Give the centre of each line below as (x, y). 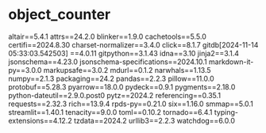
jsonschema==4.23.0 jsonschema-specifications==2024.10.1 (108, 62)
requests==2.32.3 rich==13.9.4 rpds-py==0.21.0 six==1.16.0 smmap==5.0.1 (131, 104)
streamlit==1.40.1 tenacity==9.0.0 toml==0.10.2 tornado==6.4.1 (110, 112)
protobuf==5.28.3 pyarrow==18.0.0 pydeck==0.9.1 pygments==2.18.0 (122, 87)
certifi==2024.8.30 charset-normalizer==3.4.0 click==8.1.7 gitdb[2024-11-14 (133, 44)
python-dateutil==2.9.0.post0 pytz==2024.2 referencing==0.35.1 (114, 95)
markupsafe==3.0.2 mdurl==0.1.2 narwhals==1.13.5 (127, 70)
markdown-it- (231, 62)
